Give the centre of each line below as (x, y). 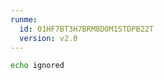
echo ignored (37, 66)
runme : (24, 19)
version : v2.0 (48, 38)
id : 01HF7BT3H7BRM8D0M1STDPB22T (87, 29)
